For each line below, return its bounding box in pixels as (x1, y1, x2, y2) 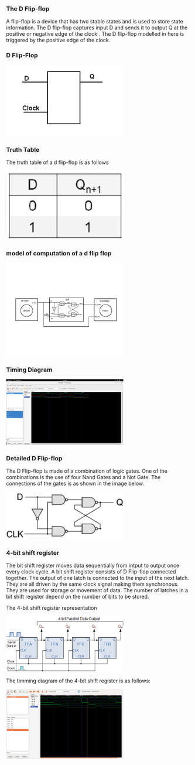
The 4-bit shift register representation (6, 604, 97, 611)
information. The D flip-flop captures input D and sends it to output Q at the (6, 24, 188, 31)
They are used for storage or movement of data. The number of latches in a (6, 586, 189, 593)
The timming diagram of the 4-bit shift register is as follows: (6, 677, 150, 684)
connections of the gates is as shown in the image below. (6, 480, 145, 487)
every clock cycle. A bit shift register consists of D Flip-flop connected (6, 568, 176, 575)
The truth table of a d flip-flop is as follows (6, 159, 110, 166)
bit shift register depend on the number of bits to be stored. (6, 593, 149, 600)
